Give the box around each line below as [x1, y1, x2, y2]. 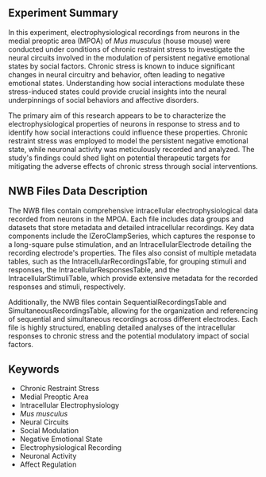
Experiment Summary [8, 6, 119, 20]
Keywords [8, 362, 60, 377]
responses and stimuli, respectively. [8, 282, 125, 291]
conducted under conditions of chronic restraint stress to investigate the [8, 44, 245, 54]
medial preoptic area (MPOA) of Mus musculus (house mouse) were [8, 36, 231, 45]
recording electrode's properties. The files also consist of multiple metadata [8, 248, 256, 257]
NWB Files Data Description [8, 185, 148, 198]
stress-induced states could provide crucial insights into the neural [8, 87, 227, 96]
